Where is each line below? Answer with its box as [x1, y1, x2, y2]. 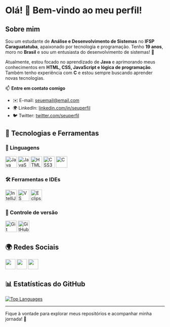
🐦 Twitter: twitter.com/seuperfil [12, 113, 79, 118]
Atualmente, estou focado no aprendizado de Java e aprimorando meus [5, 59, 155, 65]
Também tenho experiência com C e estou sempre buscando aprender [5, 70, 153, 76]
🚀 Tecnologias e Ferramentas [5, 129, 99, 138]
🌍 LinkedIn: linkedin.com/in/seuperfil [12, 105, 91, 111]
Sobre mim [5, 25, 40, 34]
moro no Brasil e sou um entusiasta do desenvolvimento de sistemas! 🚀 [5, 49, 154, 55]
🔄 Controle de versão [5, 209, 58, 216]
